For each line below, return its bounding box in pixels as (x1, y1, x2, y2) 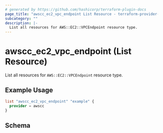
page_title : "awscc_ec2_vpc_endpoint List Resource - (5, 12, 116, 16)
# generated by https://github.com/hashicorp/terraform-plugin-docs (5, 7, 147, 12)
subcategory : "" (5, 16, 38, 21)
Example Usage (5, 86, 53, 94)
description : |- (5, 20, 38, 26)
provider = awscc (9, 103, 45, 108)
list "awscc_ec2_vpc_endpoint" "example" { (5, 99, 95, 104)
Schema (5, 121, 31, 130)
